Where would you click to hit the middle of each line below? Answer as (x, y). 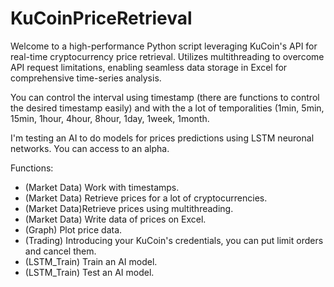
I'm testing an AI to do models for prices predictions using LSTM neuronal (162, 138)
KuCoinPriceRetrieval (101, 18)
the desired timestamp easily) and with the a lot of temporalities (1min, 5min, (167, 108)
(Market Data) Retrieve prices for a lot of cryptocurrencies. (146, 198)
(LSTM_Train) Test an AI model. (89, 272)
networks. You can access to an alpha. (90, 148)
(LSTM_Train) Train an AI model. (91, 261)
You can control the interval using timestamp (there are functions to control (165, 97)
